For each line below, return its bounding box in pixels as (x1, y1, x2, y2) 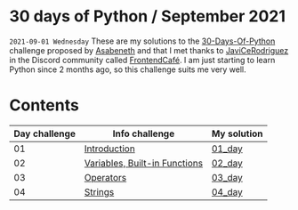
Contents (9, 95, 80, 116)
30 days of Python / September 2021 (9, 6, 286, 27)
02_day (211, 157, 243, 169)
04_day (211, 185, 243, 198)
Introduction (84, 142, 135, 155)
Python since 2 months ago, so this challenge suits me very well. (9, 64, 246, 75)
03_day (211, 171, 243, 183)
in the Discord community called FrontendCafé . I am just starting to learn (9, 54, 276, 65)
